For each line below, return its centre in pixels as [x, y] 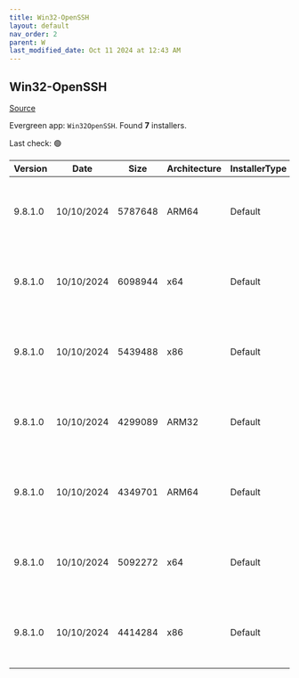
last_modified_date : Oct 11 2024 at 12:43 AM [95, 51]
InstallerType [259, 168]
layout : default [39, 26]
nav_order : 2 [33, 34]
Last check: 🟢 [36, 143]
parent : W [28, 42]
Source [22, 108]
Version [31, 168]
